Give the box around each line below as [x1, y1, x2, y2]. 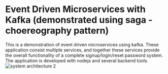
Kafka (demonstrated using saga [5, 14, 147, 26]
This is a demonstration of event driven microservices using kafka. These [5, 41, 159, 47]
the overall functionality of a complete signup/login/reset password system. [5, 52, 163, 58]
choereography [5, 25, 72, 36]
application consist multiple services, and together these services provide [5, 47, 160, 53]
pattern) [73, 25, 109, 36]
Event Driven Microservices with [5, 4, 146, 15]
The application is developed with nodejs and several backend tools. [5, 57, 149, 63]
